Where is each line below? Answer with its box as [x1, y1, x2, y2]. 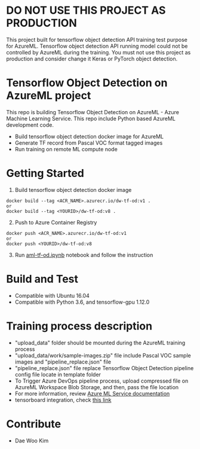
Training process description [6, 319, 153, 332]
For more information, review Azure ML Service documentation [14, 390, 170, 397]
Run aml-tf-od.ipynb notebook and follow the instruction [14, 251, 153, 258]
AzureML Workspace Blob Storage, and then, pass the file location [14, 383, 179, 390]
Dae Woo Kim [14, 437, 49, 444]
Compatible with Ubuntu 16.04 [14, 292, 90, 299]
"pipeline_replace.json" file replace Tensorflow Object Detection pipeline [14, 364, 194, 371]
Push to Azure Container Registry [14, 219, 97, 226]
